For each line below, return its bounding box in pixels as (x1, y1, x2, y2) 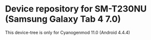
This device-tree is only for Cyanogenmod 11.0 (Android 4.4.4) (5, 29, 131, 35)
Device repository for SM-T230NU (5, 3, 147, 14)
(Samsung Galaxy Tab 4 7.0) (5, 13, 121, 25)
